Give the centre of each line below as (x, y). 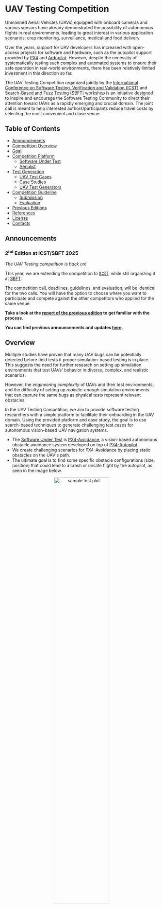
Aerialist (27, 166)
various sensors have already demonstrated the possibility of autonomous (79, 27)
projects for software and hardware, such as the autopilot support (86, 52)
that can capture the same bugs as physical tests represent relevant (73, 395)
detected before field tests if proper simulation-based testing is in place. (77, 359)
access (12, 52)
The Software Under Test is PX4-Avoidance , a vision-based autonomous (85, 439)
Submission (31, 197)
